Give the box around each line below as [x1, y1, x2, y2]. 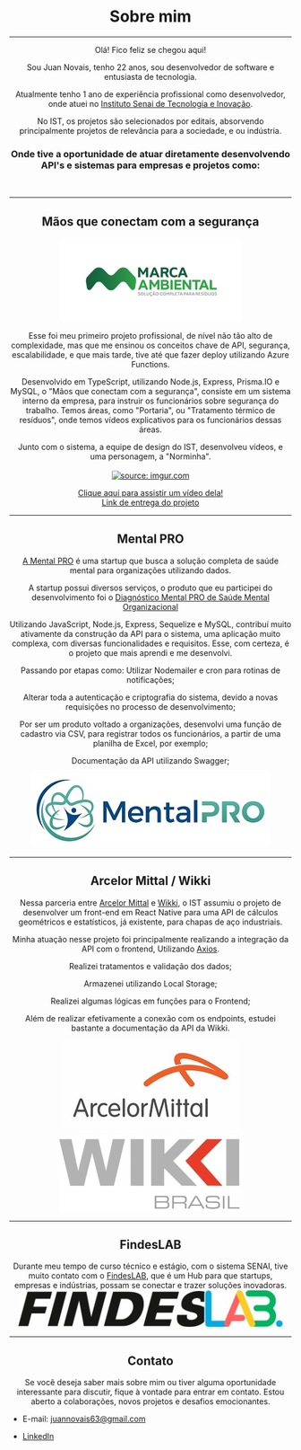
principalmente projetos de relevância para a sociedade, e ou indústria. [19, 125, 282, 136]
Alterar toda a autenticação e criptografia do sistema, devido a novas [22, 692, 279, 703]
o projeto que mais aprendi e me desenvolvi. [68, 647, 233, 658]
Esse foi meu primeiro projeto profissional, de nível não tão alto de [28, 331, 273, 341]
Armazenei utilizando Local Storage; [83, 977, 218, 989]
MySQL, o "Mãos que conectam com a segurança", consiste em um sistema [10, 386, 291, 397]
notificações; [126, 674, 175, 685]
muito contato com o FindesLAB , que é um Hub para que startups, [28, 1270, 273, 1281]
